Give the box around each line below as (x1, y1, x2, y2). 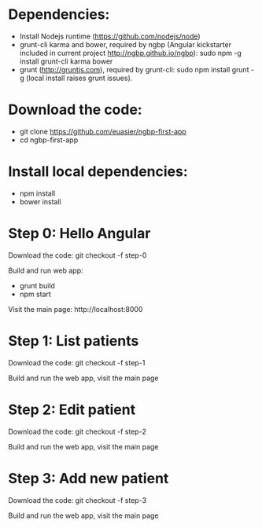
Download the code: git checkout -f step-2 (8, 427, 147, 436)
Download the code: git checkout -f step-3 (8, 495, 147, 504)
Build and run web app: (8, 266, 84, 275)
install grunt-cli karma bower (19, 57, 113, 66)
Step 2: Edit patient (8, 401, 136, 418)
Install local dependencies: (8, 163, 189, 181)
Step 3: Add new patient (8, 469, 169, 487)
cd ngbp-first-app (19, 135, 79, 145)
